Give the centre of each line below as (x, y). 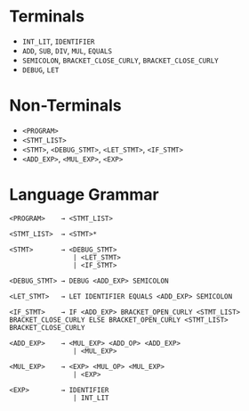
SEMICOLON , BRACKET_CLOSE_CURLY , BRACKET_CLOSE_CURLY (120, 60)
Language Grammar (84, 195)
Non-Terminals (65, 106)
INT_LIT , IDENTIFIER (58, 41)
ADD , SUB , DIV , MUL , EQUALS (67, 50)
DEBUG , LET (40, 70)
